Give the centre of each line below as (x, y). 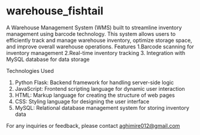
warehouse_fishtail (55, 11)
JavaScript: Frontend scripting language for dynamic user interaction (100, 88)
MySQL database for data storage (48, 59)
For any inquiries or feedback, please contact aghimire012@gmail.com (93, 125)
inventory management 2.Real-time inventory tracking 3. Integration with (96, 53)
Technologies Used (30, 70)
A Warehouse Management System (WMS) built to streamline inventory (94, 27)
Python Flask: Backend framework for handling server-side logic (94, 82)
